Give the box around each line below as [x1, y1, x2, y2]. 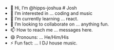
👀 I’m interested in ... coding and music [10, 10, 92, 16]
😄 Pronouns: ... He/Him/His [10, 34, 69, 40]
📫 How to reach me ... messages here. [10, 27, 93, 33]
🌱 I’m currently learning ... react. [10, 16, 79, 21]
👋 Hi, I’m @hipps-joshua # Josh [10, 5, 77, 11]
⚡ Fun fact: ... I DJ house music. [10, 40, 78, 46]
